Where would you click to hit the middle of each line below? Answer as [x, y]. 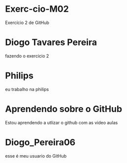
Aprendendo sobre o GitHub [63, 109]
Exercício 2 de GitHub [27, 23]
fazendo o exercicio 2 [27, 56]
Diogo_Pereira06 [40, 142]
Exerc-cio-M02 [37, 9]
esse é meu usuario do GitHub [36, 156]
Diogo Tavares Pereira [51, 42]
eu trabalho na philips [27, 89]
